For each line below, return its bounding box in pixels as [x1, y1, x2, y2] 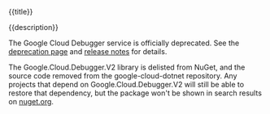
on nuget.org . [8, 97, 54, 106]
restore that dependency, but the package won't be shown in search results [8, 88, 263, 98]
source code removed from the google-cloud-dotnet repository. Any [8, 71, 237, 80]
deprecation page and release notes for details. [8, 47, 168, 56]
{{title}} [8, 7, 33, 16]
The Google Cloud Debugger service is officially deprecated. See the [8, 38, 240, 48]
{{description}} [8, 23, 59, 32]
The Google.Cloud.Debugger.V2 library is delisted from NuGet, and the [8, 62, 246, 72]
